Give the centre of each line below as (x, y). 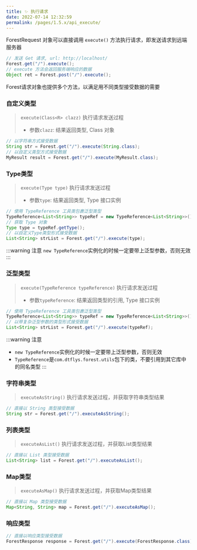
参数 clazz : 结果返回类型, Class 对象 (72, 130)
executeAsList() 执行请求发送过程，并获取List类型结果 (86, 444)
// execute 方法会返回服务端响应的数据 (49, 69)
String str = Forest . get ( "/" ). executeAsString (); (68, 414)
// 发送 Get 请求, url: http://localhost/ (57, 59)
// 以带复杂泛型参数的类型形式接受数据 (47, 322)
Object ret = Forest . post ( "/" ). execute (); (59, 75)
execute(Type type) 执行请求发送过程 (65, 187)
